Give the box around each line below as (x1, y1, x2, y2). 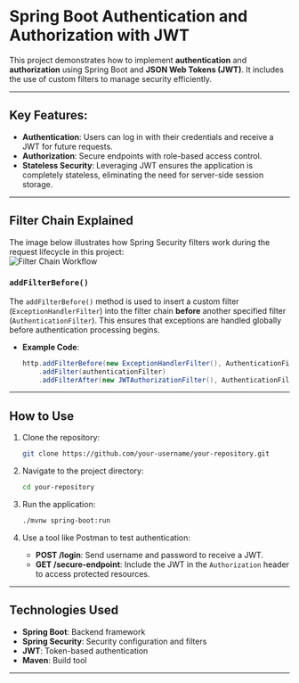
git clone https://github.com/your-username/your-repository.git (21, 449, 270, 458)
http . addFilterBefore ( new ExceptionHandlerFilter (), (21, 358, 222, 367)
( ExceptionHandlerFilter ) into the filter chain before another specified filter (9, 305, 287, 316)
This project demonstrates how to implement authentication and (9, 54, 247, 65)
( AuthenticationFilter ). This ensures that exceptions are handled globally (9, 315, 282, 325)
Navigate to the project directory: (21, 465, 144, 476)
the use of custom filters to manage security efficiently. (9, 73, 212, 84)
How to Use (9, 408, 75, 424)
